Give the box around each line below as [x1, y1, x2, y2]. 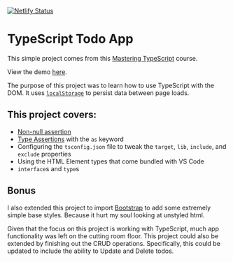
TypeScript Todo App [7, 31, 134, 47]
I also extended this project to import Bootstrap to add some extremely [7, 203, 211, 212]
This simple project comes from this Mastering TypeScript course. [7, 54, 198, 62]
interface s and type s [17, 164, 80, 173]
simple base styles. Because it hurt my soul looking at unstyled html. [7, 210, 205, 219]
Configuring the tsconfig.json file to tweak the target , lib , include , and [17, 142, 227, 150]
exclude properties [17, 150, 71, 158]
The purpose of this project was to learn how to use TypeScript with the [7, 81, 215, 89]
